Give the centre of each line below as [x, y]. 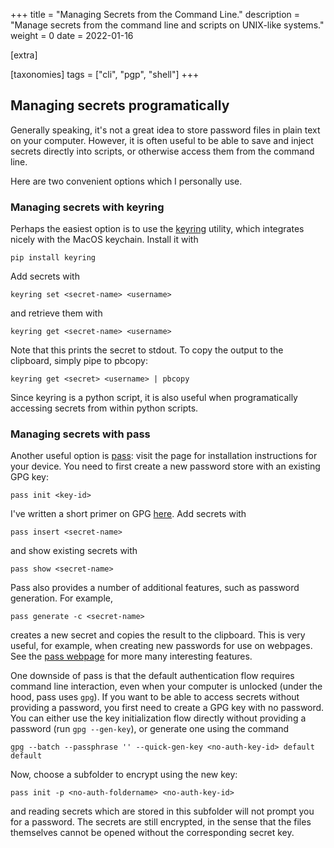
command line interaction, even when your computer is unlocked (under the [166, 686]
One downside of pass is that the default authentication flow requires [152, 676]
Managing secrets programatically [120, 105]
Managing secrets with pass [80, 434]
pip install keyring [53, 258]
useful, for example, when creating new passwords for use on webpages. [161, 646]
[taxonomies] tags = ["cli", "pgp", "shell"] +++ [105, 74]
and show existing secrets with [74, 551]
